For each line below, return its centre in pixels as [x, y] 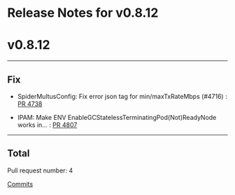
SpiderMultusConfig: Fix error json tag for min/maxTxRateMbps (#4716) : [122, 96]
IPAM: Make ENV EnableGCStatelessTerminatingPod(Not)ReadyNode [117, 117]
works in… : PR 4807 [47, 125]
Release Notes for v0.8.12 [83, 13]
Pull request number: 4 [40, 170]
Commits [20, 184]
